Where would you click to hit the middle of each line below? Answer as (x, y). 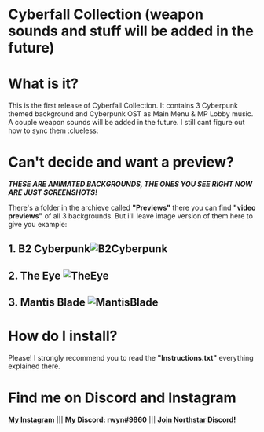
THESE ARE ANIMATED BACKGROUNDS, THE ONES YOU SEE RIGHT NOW (130, 184)
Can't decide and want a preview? (121, 162)
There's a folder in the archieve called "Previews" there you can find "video (132, 208)
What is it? (44, 84)
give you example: (38, 225)
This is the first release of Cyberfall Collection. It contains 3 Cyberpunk (123, 106)
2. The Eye (35, 275)
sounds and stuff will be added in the (131, 31)
